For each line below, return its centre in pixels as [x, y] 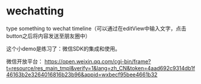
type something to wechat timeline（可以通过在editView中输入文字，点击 [97, 28]
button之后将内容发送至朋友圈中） [49, 36]
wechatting [35, 11]
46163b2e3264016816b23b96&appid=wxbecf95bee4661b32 [82, 74]
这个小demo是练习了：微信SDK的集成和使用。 [63, 49]
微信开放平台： [25, 61]
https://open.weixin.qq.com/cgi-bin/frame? [97, 61]
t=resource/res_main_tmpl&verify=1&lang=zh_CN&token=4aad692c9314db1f [101, 68]
